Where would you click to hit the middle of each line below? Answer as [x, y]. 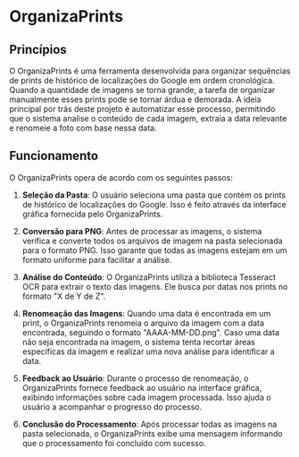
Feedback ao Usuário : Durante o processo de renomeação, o [135, 378]
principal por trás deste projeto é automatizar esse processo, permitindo [142, 109]
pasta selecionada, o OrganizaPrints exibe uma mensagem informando [152, 433]
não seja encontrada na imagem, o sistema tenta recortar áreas [139, 342]
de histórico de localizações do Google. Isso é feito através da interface [154, 204]
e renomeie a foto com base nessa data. [83, 128]
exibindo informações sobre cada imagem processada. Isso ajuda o [146, 397]
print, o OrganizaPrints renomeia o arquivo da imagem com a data [143, 323]
